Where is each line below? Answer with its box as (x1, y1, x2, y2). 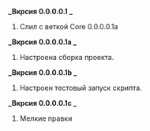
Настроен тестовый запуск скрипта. (19, 83, 142, 92)
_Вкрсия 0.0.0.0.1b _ (8, 68, 77, 77)
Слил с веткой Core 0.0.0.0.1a (19, 22, 118, 31)
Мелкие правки (19, 114, 73, 123)
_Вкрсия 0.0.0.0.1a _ (8, 37, 77, 47)
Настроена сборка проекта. (19, 53, 114, 62)
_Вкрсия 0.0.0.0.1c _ (8, 99, 77, 107)
